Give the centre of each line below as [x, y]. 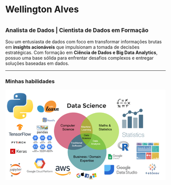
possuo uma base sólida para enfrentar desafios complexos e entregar [79, 58]
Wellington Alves [42, 9]
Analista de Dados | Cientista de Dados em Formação [77, 30]
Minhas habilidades [30, 82]
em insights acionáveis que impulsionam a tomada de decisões [73, 47]
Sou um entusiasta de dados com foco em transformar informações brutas [83, 42]
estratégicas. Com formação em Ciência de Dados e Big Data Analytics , [81, 52]
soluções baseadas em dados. [37, 63]
